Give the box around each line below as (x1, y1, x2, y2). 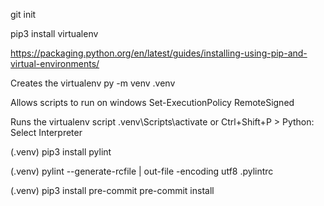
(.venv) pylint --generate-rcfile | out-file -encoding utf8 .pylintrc (10, 165, 274, 177)
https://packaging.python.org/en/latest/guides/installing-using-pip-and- (10, 47, 308, 59)
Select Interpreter (10, 127, 83, 138)
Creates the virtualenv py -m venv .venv (10, 77, 176, 89)
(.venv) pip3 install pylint (10, 146, 112, 158)
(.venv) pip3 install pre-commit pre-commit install (10, 185, 215, 196)
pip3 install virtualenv (10, 28, 99, 39)
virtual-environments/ (10, 58, 100, 69)
